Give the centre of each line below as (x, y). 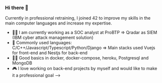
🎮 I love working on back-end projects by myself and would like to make (84, 69)
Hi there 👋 (17, 8)
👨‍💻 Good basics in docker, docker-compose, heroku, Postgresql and (80, 58)
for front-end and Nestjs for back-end (50, 53)
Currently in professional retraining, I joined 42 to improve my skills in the (78, 18)
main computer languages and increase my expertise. (59, 23)
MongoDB (22, 63)
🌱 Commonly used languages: (42, 43)
